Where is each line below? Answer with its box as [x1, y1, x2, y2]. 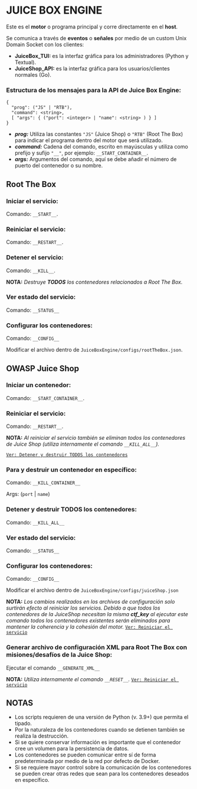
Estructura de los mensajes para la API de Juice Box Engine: [6, 86, 182, 94]
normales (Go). [14, 71, 52, 78]
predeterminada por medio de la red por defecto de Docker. [14, 758, 160, 765]
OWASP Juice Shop [6, 363, 80, 373]
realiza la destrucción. [14, 732, 69, 740]
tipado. [14, 720, 32, 727]
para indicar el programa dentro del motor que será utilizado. [14, 137, 163, 144]
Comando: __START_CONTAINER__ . [6, 394, 85, 401]
